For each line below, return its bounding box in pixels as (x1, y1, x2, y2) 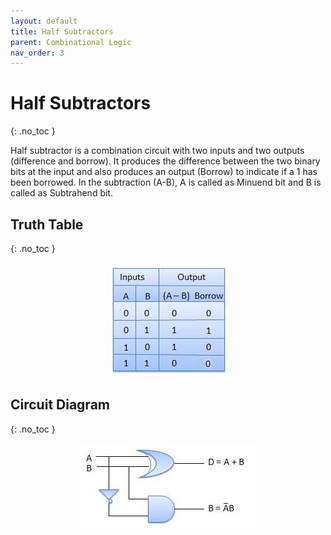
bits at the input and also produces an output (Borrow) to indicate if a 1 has (10, 166, 318, 178)
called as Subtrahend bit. (10, 187, 113, 199)
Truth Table (10, 216, 84, 233)
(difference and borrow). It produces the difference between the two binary (10, 155, 321, 167)
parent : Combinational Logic (10, 37, 132, 47)
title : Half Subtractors (10, 26, 114, 37)
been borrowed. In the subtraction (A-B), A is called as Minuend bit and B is (10, 176, 322, 189)
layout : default (10, 16, 78, 26)
